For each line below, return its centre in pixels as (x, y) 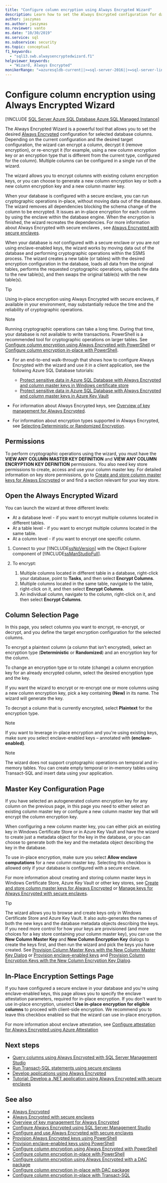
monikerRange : (20, 70)
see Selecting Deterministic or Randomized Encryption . (69, 426)
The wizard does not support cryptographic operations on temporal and (79, 763)
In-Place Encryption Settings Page (59, 976)
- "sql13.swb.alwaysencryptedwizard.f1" (52, 56)
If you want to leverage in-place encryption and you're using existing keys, (82, 733)
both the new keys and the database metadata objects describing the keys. (82, 924)
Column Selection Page (42, 615)
